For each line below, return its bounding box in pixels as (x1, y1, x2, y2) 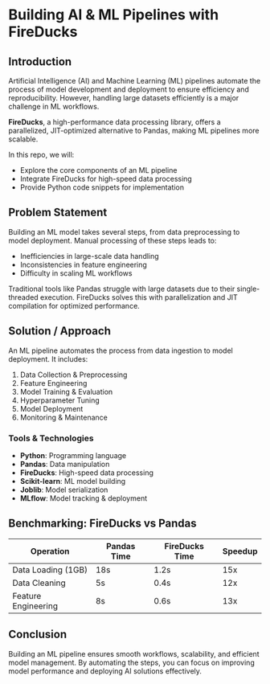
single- (236, 284, 260, 293)
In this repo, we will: (8, 150, 75, 159)
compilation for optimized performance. (8, 301, 141, 310)
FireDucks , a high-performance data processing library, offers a (8, 117, 221, 126)
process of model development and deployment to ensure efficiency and (8, 84, 249, 94)
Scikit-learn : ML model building (19, 476, 126, 485)
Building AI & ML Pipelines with (8, 6, 219, 24)
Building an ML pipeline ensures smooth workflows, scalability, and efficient (8, 649, 260, 658)
